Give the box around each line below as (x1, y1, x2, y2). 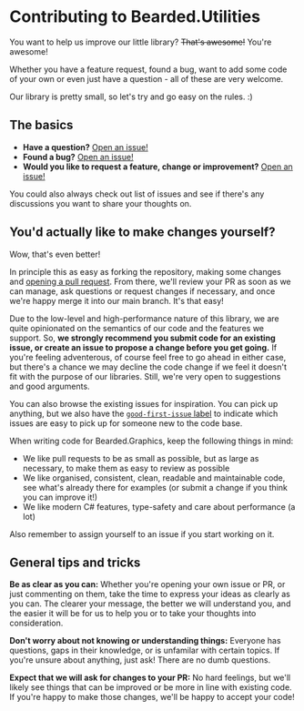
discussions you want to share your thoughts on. (9, 198, 192, 208)
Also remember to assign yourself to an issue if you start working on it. (9, 528, 275, 539)
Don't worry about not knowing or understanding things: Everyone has (9, 635, 281, 646)
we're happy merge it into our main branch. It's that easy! (9, 295, 225, 306)
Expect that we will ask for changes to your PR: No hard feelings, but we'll (9, 672, 291, 684)
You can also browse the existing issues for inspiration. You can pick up (9, 398, 279, 409)
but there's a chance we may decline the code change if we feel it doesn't (9, 361, 287, 372)
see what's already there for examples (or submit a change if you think (22, 482, 289, 493)
